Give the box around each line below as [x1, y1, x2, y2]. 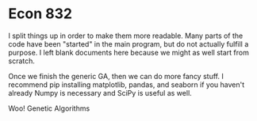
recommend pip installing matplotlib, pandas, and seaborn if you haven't [8, 80, 244, 89]
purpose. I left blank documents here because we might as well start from [8, 47, 250, 57]
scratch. [8, 56, 36, 66]
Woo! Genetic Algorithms [8, 104, 90, 113]
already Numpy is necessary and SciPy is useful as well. [8, 88, 192, 97]
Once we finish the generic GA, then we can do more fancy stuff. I [8, 71, 224, 81]
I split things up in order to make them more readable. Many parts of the [8, 31, 244, 40]
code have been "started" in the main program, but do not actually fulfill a [8, 39, 249, 48]
